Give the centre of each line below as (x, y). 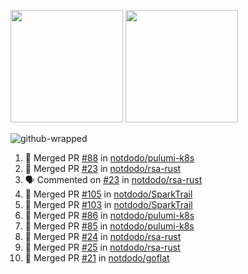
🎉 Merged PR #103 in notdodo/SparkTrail (108, 204)
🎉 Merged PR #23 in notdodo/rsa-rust (103, 168)
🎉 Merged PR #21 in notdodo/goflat (97, 258)
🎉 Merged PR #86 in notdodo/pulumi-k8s (109, 215)
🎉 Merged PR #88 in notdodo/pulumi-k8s (109, 158)
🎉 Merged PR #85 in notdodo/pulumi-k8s (109, 226)
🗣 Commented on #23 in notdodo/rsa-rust (113, 179)
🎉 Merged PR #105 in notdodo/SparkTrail (108, 194)
